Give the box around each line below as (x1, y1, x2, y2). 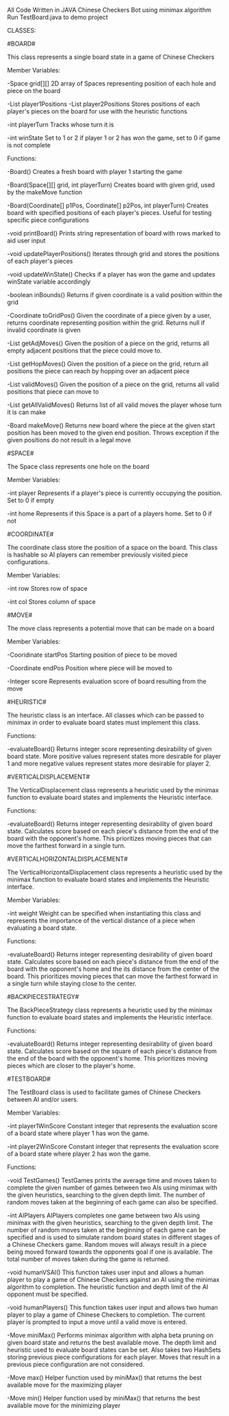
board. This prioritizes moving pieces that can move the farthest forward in (7, 972, 218, 980)
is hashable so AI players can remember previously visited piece (7, 551, 189, 559)
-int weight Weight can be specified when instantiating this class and (7, 909, 202, 917)
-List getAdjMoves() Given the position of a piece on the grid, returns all (7, 339, 210, 347)
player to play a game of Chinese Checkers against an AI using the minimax (7, 1276, 220, 1283)
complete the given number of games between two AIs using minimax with (7, 1184, 217, 1191)
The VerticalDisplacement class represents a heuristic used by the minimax (7, 786, 219, 794)
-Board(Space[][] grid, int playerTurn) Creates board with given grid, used (7, 181, 215, 189)
